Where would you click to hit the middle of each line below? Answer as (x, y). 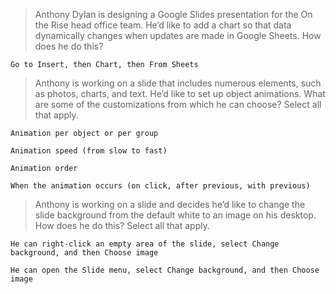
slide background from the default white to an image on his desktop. (175, 215)
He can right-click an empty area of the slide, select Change (145, 244)
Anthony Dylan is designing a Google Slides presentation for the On (173, 14)
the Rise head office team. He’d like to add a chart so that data (163, 25)
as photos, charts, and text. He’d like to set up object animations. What (180, 93)
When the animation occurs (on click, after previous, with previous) (160, 186)
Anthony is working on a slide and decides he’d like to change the (170, 204)
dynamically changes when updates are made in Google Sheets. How (178, 35)
